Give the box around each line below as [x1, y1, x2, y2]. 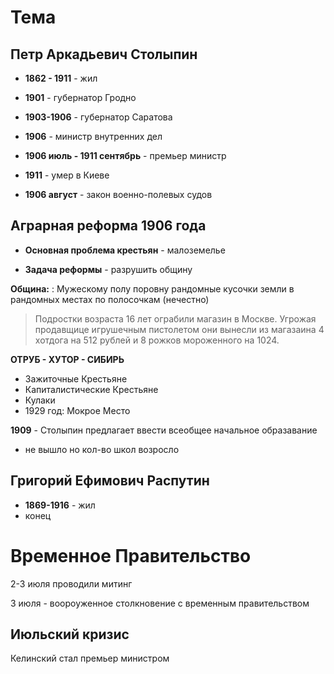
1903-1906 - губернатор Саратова [24, 111, 173, 123]
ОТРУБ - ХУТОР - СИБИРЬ [10, 353, 125, 365]
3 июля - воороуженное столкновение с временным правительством [10, 597, 310, 609]
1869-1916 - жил [24, 499, 96, 511]
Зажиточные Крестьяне [24, 372, 128, 385]
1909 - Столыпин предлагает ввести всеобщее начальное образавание [10, 424, 318, 436]
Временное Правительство [10, 544, 252, 567]
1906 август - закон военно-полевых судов [24, 189, 213, 200]
